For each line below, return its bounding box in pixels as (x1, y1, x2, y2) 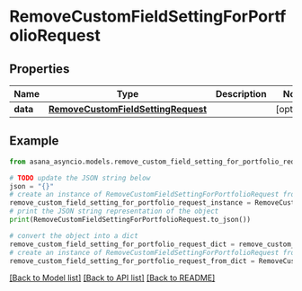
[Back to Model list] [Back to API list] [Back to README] (9, 272, 216, 284)
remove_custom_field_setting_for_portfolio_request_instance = (9, 198, 252, 207)
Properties (9, 61, 70, 76)
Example (9, 133, 59, 149)
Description (215, 88, 267, 100)
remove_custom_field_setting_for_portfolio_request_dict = (9, 240, 235, 249)
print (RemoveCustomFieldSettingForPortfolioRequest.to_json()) (9, 216, 252, 225)
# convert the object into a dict (9, 231, 139, 240)
